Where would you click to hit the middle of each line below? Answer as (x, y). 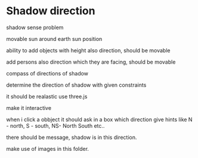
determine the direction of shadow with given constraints (76, 85)
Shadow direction (51, 11)
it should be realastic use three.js (47, 96)
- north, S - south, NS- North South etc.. (55, 125)
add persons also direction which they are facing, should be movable (91, 62)
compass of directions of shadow (47, 73)
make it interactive (29, 108)
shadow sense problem (35, 27)
